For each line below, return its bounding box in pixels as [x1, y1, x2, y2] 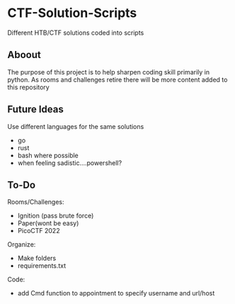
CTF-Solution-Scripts [7, 5, 137, 21]
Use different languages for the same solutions [7, 122, 144, 130]
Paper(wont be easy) [17, 219, 79, 227]
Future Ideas [7, 103, 64, 116]
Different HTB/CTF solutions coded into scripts [7, 28, 144, 37]
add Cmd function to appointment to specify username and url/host [17, 289, 215, 298]
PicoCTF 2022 [17, 227, 60, 235]
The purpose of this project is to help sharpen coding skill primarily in [7, 67, 210, 76]
